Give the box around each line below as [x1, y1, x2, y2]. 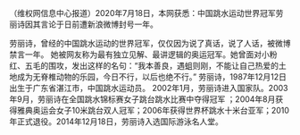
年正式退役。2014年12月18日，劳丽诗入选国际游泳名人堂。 [9, 116, 223, 127]
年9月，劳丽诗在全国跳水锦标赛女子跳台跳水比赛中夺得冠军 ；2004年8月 [9, 94, 276, 105]
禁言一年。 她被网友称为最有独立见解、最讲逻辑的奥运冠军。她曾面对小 [9, 49, 270, 60]
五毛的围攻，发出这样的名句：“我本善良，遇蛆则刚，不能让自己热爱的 [24, 61, 279, 71]
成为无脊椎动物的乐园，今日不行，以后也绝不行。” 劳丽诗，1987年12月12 [16, 72, 279, 82]
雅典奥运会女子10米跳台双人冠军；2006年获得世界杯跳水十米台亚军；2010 [16, 105, 290, 115]
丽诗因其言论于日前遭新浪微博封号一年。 [9, 19, 158, 30]
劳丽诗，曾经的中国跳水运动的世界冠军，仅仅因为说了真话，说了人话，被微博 [9, 38, 291, 48]
